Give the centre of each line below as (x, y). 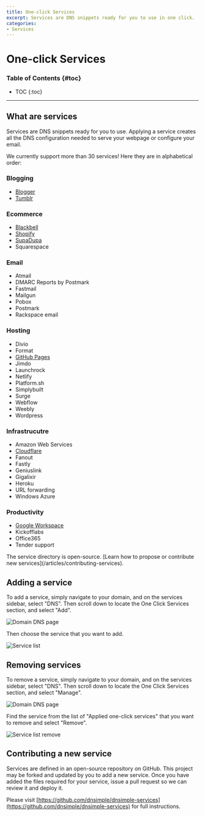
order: (14, 162)
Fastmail (26, 289)
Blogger (25, 191)
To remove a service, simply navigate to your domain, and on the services (99, 679)
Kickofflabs (29, 532)
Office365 (28, 539)
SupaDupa (28, 240)
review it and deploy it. (35, 788)
